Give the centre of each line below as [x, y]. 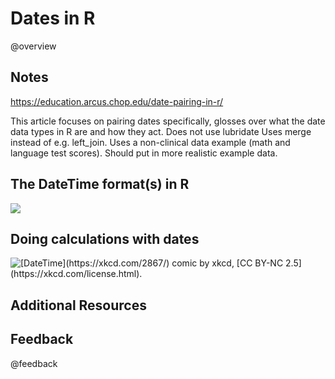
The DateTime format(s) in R [100, 184]
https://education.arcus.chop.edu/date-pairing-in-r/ [117, 101]
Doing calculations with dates [105, 238]
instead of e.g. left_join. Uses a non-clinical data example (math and [150, 142]
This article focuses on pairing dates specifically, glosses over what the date [168, 121]
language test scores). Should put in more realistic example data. [144, 153]
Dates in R [53, 18]
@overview [33, 46]
